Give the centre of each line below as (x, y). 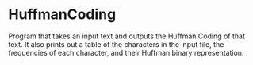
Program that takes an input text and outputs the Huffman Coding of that (127, 36)
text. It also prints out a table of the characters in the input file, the (116, 44)
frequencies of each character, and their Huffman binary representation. (126, 52)
